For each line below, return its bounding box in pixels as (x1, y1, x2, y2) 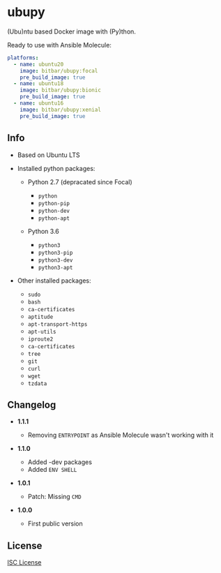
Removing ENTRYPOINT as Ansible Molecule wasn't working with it (27, 431, 214, 440)
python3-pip (38, 249, 73, 256)
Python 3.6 (27, 227, 59, 235)
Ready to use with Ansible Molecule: (7, 40, 112, 49)
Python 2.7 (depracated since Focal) (27, 177, 132, 186)
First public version (27, 519, 84, 528)
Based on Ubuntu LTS (17, 151, 80, 159)
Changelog (7, 399, 56, 410)
